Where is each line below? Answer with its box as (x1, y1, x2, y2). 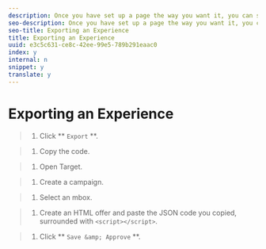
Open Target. (39, 162, 83, 171)
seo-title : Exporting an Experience (8, 26, 129, 34)
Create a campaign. (39, 177, 104, 186)
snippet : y (8, 63, 44, 71)
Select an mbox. (39, 192, 93, 202)
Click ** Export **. (39, 131, 99, 140)
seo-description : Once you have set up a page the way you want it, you (8, 19, 253, 27)
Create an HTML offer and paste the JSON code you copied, (39, 208, 237, 217)
